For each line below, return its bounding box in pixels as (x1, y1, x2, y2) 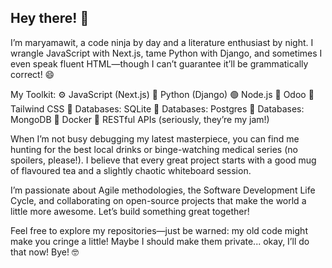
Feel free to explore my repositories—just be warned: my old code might (10, 224, 308, 236)
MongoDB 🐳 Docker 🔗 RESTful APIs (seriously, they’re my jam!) (10, 113, 270, 125)
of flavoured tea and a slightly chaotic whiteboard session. (10, 164, 252, 176)
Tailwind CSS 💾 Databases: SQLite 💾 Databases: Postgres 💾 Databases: (10, 102, 305, 115)
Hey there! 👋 (10, 10, 90, 27)
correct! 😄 (10, 68, 55, 80)
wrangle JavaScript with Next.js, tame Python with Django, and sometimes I (10, 47, 323, 59)
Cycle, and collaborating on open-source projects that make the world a (10, 194, 307, 206)
